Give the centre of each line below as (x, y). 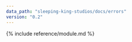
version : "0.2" (25, 17)
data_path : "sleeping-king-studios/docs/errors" (66, 11)
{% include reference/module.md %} (51, 33)
